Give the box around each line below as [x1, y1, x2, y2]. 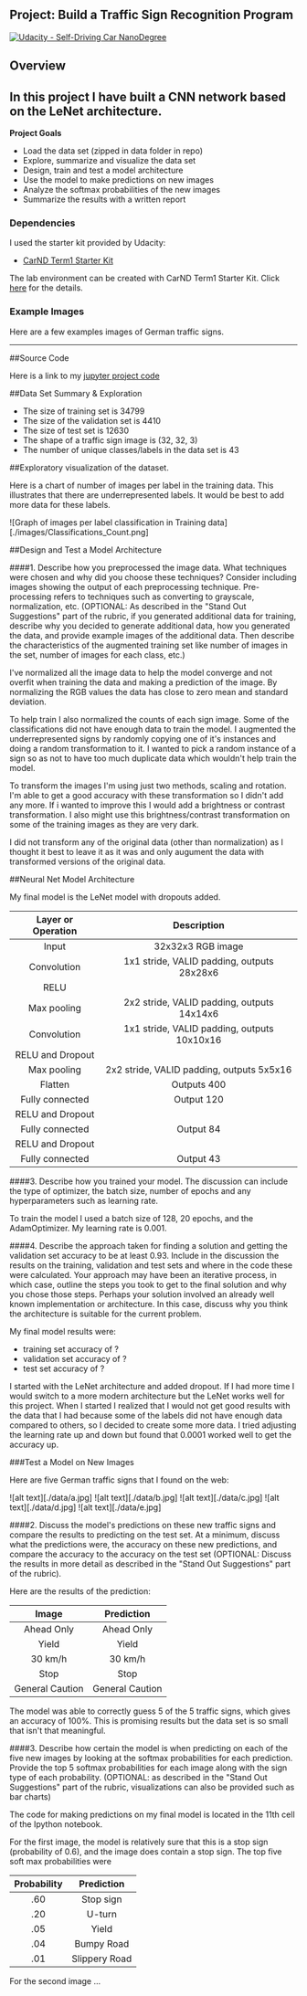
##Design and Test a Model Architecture [9, 544, 163, 555]
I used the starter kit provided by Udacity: [9, 238, 166, 248]
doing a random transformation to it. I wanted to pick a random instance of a [9, 743, 297, 754]
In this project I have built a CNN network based [9, 89, 286, 104]
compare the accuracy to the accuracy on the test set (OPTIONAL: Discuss [9, 1548, 292, 1559]
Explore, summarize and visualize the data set [22, 155, 196, 166]
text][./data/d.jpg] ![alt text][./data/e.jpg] [9, 1502, 162, 1513]
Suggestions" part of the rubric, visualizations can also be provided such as [9, 1781, 295, 1792]
